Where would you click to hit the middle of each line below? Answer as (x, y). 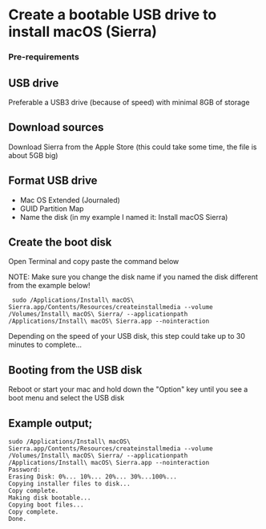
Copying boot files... (46, 505)
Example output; (50, 423)
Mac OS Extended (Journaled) (70, 200)
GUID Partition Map (52, 208)
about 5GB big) (33, 155)
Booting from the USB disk (75, 370)
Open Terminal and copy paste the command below (94, 262)
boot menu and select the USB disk (66, 398)
